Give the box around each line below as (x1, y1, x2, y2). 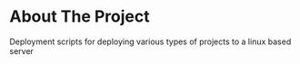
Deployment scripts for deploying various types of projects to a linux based (9, 36, 292, 47)
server (9, 45, 35, 56)
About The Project (9, 6, 150, 27)
